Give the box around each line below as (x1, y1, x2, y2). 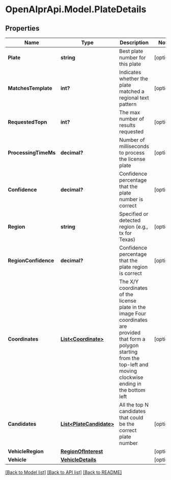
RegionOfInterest (60, 448, 103, 455)
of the (119, 291, 133, 298)
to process (119, 149, 145, 156)
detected (119, 217, 141, 224)
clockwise (119, 374, 144, 381)
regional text (119, 94, 149, 101)
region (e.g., (119, 223, 149, 230)
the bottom (119, 387, 146, 394)
